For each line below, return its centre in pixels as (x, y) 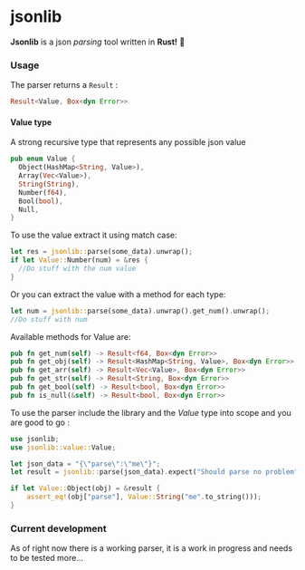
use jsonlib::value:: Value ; (63, 447)
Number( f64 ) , (43, 192)
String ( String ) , (49, 184)
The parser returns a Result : (64, 85)
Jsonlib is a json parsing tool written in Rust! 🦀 (98, 42)
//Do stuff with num (49, 319)
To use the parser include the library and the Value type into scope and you (151, 412)
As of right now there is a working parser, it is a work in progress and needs (152, 548)
